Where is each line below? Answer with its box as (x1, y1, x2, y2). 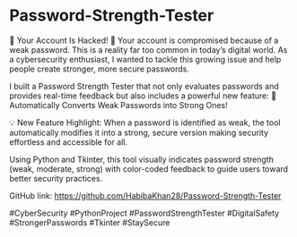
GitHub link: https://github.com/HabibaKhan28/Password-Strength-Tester (9, 190, 282, 201)
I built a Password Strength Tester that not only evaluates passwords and (9, 80, 280, 91)
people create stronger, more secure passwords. (9, 63, 190, 74)
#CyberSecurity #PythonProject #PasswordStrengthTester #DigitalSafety (9, 207, 280, 218)
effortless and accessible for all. (9, 136, 128, 148)
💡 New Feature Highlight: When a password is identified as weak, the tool (9, 117, 281, 128)
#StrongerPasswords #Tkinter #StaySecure (9, 216, 170, 228)
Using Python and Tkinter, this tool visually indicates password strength (9, 154, 274, 165)
